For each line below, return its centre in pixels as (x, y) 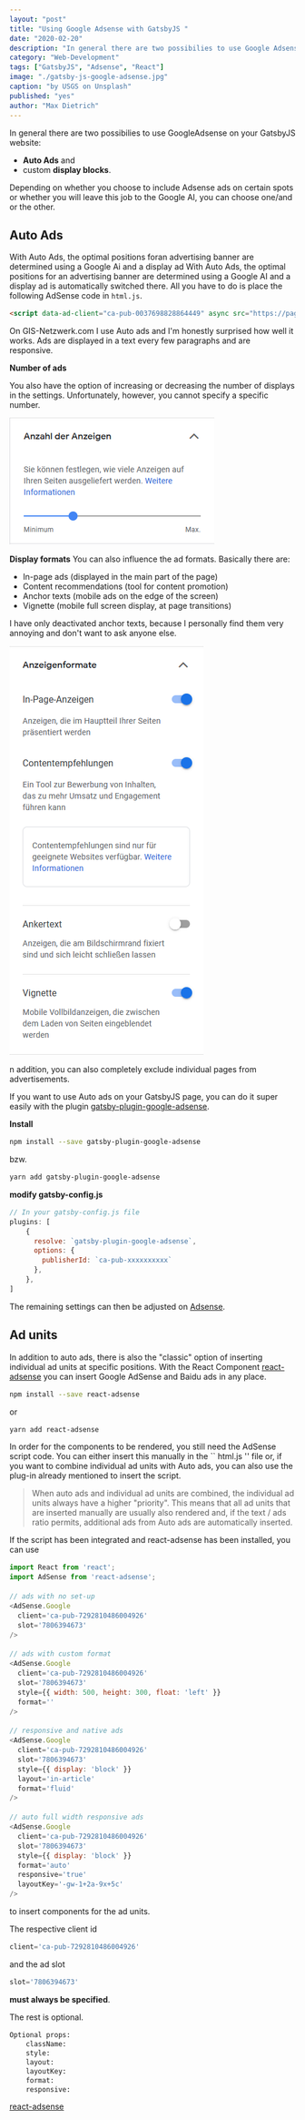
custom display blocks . (67, 169)
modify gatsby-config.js (56, 1194)
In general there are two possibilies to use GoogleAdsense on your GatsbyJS (152, 133)
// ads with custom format (60, 1654)
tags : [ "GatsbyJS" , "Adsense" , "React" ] (87, 67)
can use (25, 1550)
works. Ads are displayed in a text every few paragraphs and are (130, 340)
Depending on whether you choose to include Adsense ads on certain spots (152, 188)
